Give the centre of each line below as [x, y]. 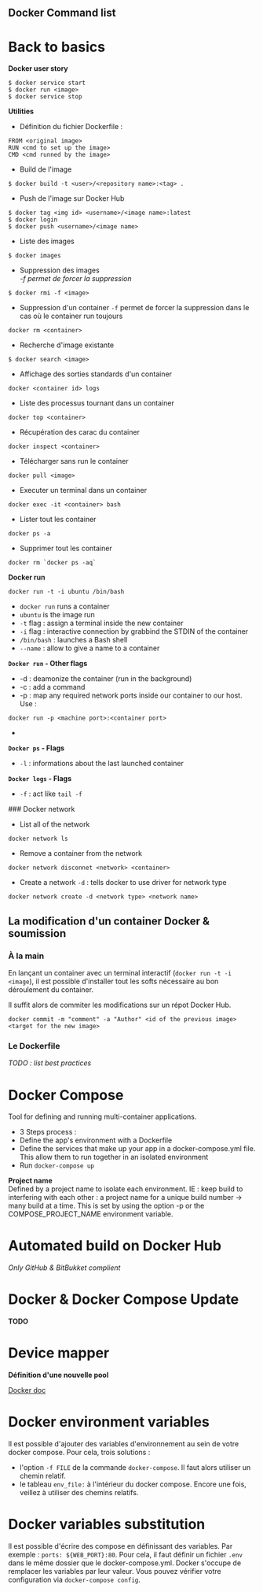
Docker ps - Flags [37, 748]
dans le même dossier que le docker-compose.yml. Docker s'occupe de [125, 1563]
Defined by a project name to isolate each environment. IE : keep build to [126, 1189]
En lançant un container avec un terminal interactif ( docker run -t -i [120, 973]
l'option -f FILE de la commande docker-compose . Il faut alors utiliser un [135, 1467]
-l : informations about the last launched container [102, 764]
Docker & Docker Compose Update [124, 1300]
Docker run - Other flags [48, 664]
